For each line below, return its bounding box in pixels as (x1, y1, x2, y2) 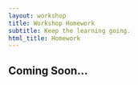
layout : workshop (8, 11, 67, 20)
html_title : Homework (8, 34, 81, 42)
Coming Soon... (8, 63, 88, 77)
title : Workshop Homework (8, 19, 95, 27)
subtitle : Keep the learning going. (8, 26, 131, 34)
